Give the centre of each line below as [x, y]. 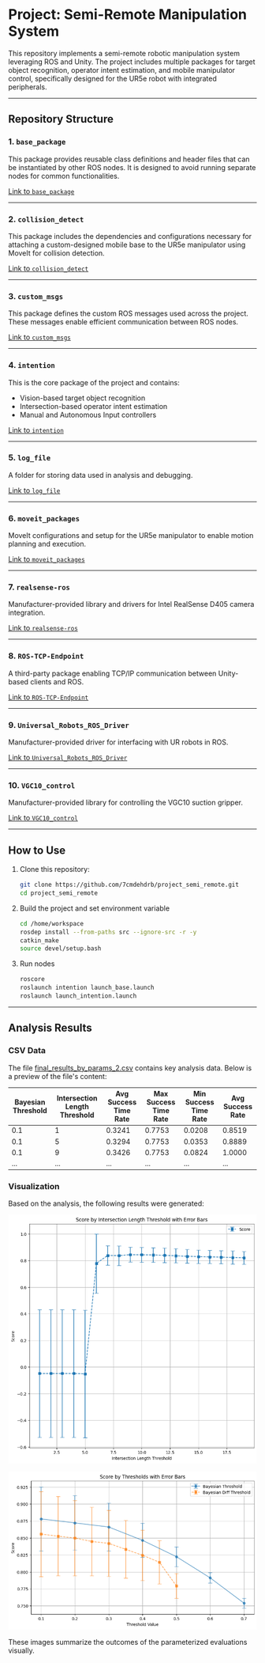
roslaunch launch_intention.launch [78, 996]
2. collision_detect [46, 219]
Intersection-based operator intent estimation [93, 406]
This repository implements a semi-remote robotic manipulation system [124, 53]
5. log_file [30, 458]
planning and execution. [47, 544]
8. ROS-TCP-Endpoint [46, 656]
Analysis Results [50, 1028]
